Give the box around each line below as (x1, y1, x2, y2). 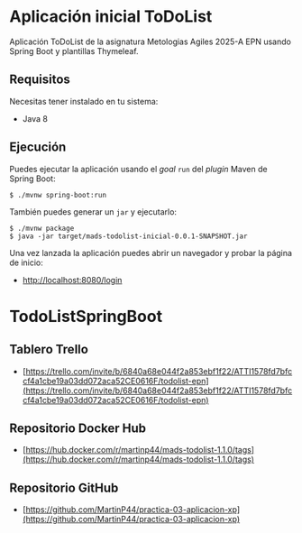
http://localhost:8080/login (22, 274, 123, 285)
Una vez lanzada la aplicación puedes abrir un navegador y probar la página (9, 247, 293, 258)
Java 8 (22, 113, 48, 124)
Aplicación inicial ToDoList (9, 6, 213, 27)
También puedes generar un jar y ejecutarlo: (9, 206, 178, 217)
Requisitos (9, 72, 70, 87)
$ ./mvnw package (9, 224, 75, 233)
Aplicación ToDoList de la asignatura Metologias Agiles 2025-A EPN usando (9, 36, 291, 47)
